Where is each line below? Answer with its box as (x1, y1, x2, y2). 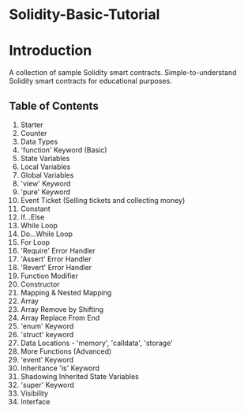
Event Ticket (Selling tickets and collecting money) (20, 195, 186, 205)
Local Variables (20, 162, 71, 171)
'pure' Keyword (20, 187, 70, 197)
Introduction (9, 42, 92, 60)
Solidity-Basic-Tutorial (9, 6, 160, 24)
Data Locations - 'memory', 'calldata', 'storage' (20, 338, 173, 347)
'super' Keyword (20, 380, 74, 389)
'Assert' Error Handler (20, 254, 92, 264)
